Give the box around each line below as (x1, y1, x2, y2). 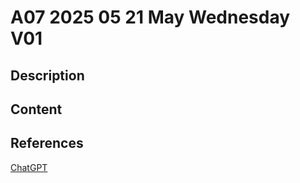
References (10, 135, 84, 152)
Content (10, 101, 63, 118)
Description (10, 67, 85, 84)
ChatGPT (10, 161, 48, 173)
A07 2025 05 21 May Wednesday (10, 6, 291, 29)
